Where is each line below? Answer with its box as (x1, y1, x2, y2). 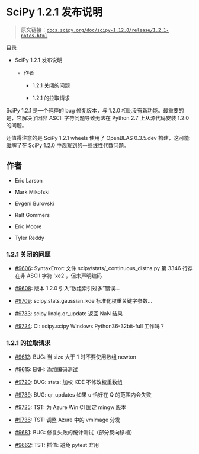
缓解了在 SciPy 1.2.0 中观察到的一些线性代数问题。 (6, 142, 129, 149)
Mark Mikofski (14, 188, 50, 196)
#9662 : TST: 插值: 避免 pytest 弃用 (14, 442, 99, 449)
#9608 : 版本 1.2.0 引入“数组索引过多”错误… (14, 285, 120, 292)
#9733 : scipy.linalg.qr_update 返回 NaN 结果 (14, 310, 123, 317)
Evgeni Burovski (14, 200, 54, 207)
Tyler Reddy (14, 234, 44, 241)
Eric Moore (14, 223, 42, 230)
